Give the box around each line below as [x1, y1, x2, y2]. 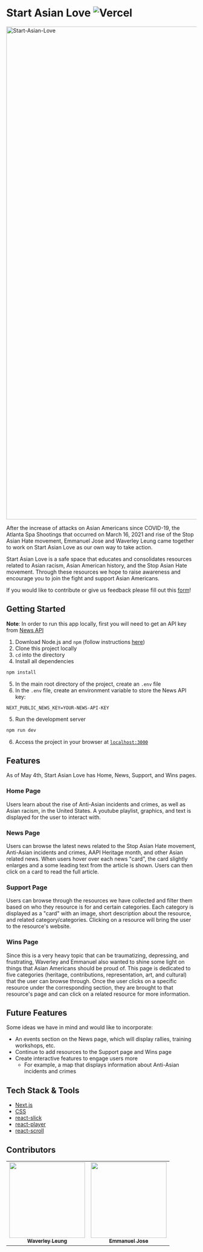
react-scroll [14, 1127, 44, 1134]
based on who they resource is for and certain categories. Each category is [6, 903, 194, 911]
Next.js [14, 1101, 33, 1108]
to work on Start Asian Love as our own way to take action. [6, 543, 153, 551]
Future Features [6, 1007, 68, 1018]
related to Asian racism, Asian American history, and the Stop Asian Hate [6, 561, 187, 569]
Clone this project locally [14, 644, 77, 652]
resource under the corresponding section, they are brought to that [6, 984, 173, 991]
